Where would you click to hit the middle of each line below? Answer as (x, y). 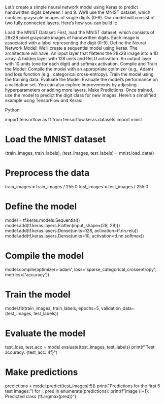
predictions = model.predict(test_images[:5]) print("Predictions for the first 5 (83, 386)
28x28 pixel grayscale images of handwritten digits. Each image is (72, 37)
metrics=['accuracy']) (27, 274)
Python (12, 110)
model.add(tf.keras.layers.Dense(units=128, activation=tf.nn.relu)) (72, 231)
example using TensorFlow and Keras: (44, 100)
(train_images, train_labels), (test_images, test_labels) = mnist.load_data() (80, 153)
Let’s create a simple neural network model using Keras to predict (72, 7)
